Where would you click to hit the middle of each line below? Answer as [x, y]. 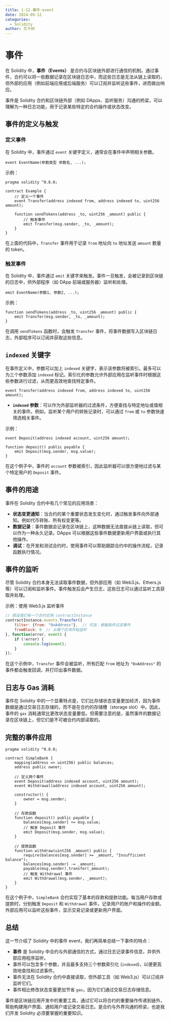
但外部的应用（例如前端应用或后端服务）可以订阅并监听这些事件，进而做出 [83, 83]
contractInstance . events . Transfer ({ [44, 620]
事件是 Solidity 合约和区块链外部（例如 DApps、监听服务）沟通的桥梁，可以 [84, 100]
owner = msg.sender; [45, 799]
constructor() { [32, 795]
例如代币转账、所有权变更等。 [53, 520]
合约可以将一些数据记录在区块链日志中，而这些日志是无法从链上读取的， [89, 77]
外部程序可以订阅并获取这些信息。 [49, 337]
